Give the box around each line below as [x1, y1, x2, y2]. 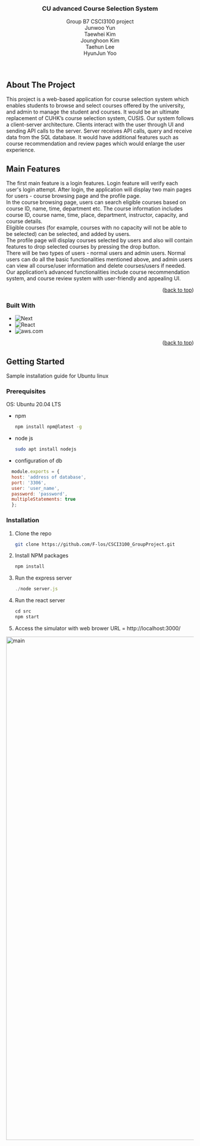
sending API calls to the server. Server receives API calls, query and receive [6, 127, 192, 134]
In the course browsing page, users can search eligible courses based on [6, 198, 186, 206]
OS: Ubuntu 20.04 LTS [6, 401, 61, 408]
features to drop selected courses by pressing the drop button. [6, 243, 161, 250]
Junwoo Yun [85, 24, 115, 32]
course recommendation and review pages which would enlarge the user [6, 140, 186, 148]
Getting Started [6, 356, 65, 366]
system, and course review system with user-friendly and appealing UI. [6, 274, 181, 282]
